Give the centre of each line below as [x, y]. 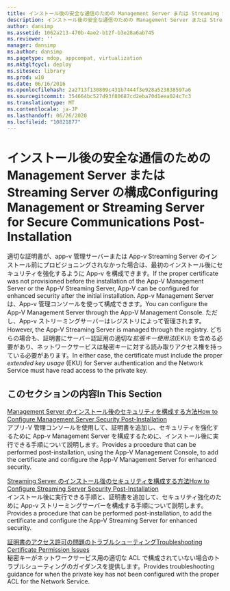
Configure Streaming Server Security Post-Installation [83, 489]
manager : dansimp [32, 45]
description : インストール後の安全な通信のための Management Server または [107, 20]
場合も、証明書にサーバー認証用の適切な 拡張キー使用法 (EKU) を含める [118, 338]
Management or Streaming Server [106, 207]
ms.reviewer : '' [30, 39]
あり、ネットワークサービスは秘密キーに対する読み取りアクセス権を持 [118, 347]
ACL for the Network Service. [49, 581]
